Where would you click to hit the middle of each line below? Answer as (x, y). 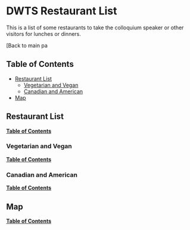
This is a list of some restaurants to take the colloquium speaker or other (95, 27)
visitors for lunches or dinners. (44, 33)
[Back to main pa (27, 45)
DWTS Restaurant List (62, 11)
